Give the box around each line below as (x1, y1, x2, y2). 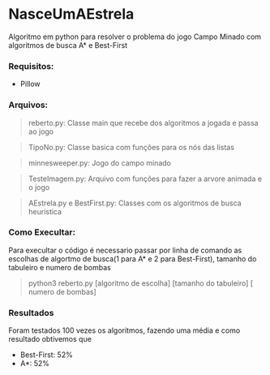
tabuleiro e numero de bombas (8, 262, 111, 272)
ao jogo (28, 127, 54, 136)
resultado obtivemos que (8, 334, 92, 344)
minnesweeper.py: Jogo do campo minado (28, 157, 172, 167)
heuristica (28, 206, 62, 216)
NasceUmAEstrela (8, 5, 135, 24)
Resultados (8, 307, 54, 318)
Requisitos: (8, 60, 54, 71)
